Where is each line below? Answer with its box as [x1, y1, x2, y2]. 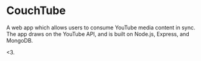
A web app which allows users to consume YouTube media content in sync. [6, 24, 196, 31]
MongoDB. [6, 37, 33, 44]
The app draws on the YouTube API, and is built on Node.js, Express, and [6, 30, 190, 37]
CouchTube [6, 4, 66, 18]
